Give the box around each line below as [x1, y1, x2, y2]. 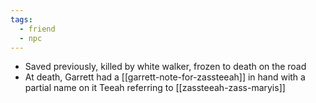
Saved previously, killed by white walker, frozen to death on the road [24, 61, 307, 73]
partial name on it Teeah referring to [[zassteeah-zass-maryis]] [24, 82, 286, 94]
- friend [19, 24, 56, 34]
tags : [10, 14, 33, 25]
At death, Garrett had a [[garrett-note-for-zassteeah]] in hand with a [24, 71, 306, 83]
